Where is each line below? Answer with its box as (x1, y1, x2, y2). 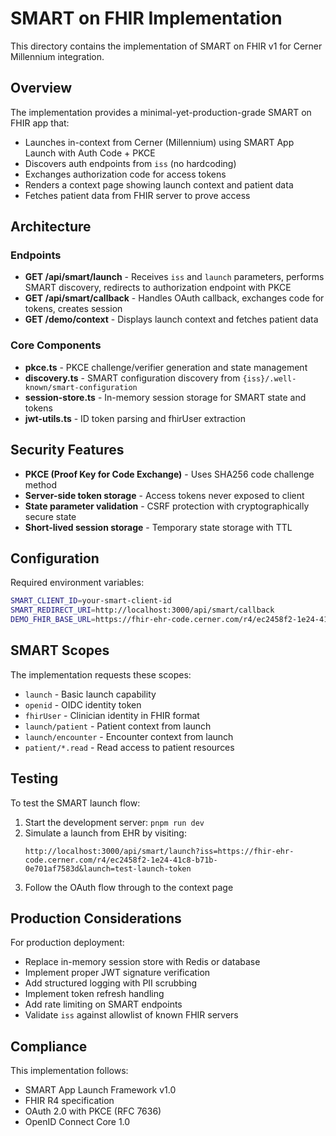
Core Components (10, 338, 102, 352)
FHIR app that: (10, 117, 70, 129)
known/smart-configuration (24, 382, 138, 392)
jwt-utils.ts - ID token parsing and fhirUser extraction (24, 412, 246, 424)
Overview (10, 80, 73, 97)
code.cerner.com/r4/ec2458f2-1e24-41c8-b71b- (24, 855, 218, 865)
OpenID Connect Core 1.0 (24, 1116, 131, 1128)
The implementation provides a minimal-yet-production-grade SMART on (10, 106, 312, 118)
